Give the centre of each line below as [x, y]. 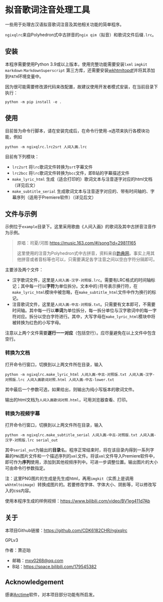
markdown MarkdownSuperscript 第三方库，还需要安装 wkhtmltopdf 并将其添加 [80, 70]
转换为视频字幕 [23, 413]
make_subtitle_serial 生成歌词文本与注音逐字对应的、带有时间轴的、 [81, 191]
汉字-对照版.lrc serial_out [32, 440]
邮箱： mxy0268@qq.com [38, 560]
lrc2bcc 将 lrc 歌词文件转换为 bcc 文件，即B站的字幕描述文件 [71, 173]
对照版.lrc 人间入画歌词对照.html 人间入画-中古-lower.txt [60, 380]
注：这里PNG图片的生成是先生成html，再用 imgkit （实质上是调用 [69, 478]
